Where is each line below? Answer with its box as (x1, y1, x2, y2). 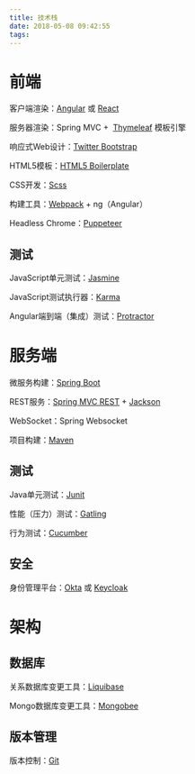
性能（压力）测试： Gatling (9, 508, 107, 519)
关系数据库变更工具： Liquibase (9, 681, 124, 692)
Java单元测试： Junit (9, 488, 85, 500)
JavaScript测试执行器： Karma (9, 292, 121, 303)
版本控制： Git (9, 754, 60, 766)
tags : (9, 30, 30, 39)
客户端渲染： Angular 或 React (9, 103, 120, 114)
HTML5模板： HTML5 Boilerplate (9, 160, 129, 171)
